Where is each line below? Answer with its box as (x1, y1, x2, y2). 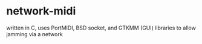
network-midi (6, 4, 76, 18)
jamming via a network (6, 30, 63, 37)
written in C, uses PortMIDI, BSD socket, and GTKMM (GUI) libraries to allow (6, 24, 197, 31)
